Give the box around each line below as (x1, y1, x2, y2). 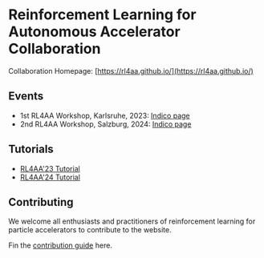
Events (8, 90, 44, 103)
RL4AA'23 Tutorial (19, 163, 80, 173)
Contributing (8, 195, 74, 209)
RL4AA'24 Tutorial (19, 172, 80, 182)
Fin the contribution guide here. (8, 240, 112, 250)
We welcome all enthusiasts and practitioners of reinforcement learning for (8, 216, 256, 226)
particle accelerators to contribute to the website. (8, 225, 172, 235)
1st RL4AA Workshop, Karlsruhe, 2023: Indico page (19, 111, 190, 120)
